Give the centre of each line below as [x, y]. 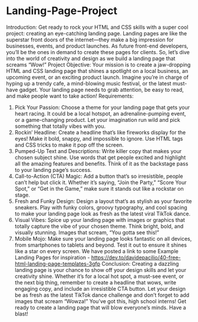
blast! [21, 314]
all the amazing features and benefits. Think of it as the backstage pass [101, 164]
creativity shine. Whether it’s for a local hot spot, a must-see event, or [99, 276]
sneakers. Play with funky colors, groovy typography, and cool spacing [101, 207]
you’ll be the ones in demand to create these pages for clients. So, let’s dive [98, 52]
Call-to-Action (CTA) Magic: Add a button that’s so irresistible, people [99, 176]
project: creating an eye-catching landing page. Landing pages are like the [97, 33]
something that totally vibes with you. [60, 126]
